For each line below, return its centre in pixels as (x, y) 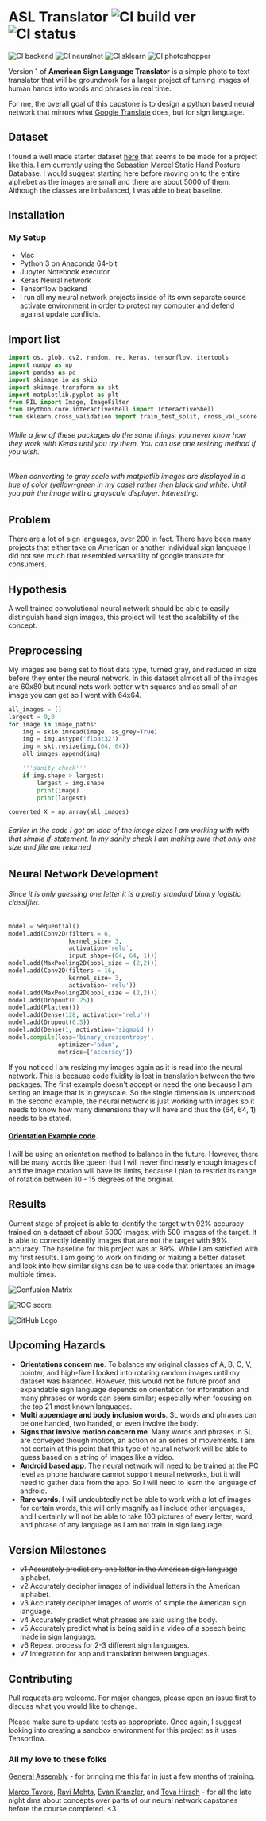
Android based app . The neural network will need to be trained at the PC (139, 1466)
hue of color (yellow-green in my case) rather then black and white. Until (127, 484)
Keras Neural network (55, 280)
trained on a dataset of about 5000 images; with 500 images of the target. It (133, 1232)
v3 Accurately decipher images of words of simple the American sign (133, 1603)
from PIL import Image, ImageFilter (69, 402)
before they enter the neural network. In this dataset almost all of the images (133, 678)
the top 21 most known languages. (76, 1407)
